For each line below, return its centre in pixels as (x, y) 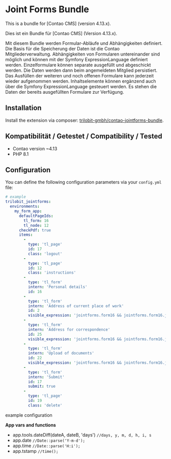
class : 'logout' (45, 254)
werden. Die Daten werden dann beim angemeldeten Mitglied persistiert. (81, 70)
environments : (25, 207)
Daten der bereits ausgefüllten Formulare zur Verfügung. (65, 92)
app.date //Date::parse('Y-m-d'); (49, 440)
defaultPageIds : (36, 216)
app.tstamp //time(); (35, 451)
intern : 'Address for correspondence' (69, 330)
